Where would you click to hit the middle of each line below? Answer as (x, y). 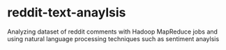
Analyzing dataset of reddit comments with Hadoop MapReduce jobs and (113, 32)
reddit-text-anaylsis (67, 13)
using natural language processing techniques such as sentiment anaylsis (113, 38)
